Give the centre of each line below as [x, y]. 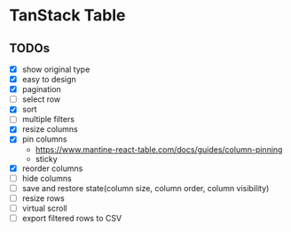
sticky [46, 159]
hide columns [47, 178]
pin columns [44, 139]
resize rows [43, 198]
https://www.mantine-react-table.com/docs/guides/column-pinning [159, 149]
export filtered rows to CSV [72, 218]
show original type [56, 69]
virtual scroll [45, 208]
